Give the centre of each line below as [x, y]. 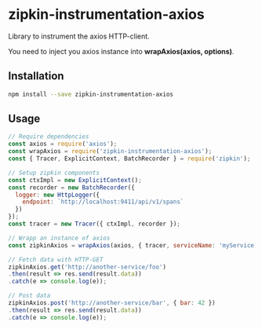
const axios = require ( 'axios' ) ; [63, 144]
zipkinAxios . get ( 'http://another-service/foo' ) [87, 267]
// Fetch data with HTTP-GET [56, 260]
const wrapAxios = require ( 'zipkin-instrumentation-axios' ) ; [110, 152]
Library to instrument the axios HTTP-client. [79, 36]
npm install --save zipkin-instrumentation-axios [91, 94]
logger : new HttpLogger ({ [58, 195]
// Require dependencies [49, 137]
